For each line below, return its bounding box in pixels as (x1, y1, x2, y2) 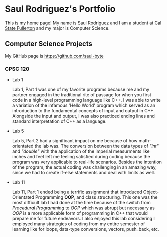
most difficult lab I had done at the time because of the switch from (12, 200, 151, 206)
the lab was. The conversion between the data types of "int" (34, 143, 159, 149)
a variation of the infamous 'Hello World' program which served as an (12, 102, 156, 108)
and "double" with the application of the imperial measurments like (12, 148, 150, 154)
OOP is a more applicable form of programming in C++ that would (12, 210, 148, 216)
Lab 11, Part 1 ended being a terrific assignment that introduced (12, 189, 142, 195)
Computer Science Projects (5, 40, 93, 48)
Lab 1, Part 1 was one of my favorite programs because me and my (12, 86, 150, 93)
